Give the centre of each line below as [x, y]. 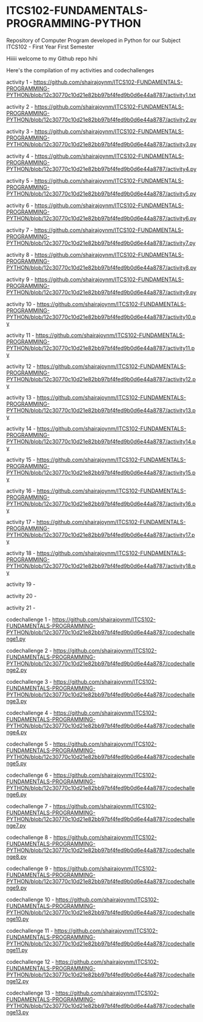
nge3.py [17, 701]
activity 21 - [21, 607]
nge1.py [16, 639]
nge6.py [17, 794]
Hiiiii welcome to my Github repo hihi [52, 58]
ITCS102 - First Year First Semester [50, 47]
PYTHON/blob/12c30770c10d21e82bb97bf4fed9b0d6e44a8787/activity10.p [101, 317]
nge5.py [17, 763]
